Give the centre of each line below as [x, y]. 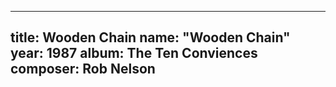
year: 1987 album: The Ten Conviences [134, 53]
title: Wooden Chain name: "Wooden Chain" [150, 37]
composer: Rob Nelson [83, 69]
